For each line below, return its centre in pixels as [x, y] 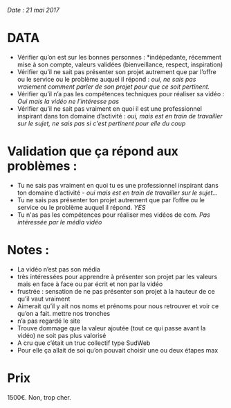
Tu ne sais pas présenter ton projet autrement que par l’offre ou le [111, 199]
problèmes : [42, 166]
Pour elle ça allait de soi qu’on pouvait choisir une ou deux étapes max [118, 350]
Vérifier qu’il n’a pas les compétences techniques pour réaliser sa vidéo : [121, 94]
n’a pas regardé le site [49, 321]
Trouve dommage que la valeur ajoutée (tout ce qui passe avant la [111, 328]
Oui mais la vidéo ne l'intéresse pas [68, 101]
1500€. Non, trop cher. [39, 397]
